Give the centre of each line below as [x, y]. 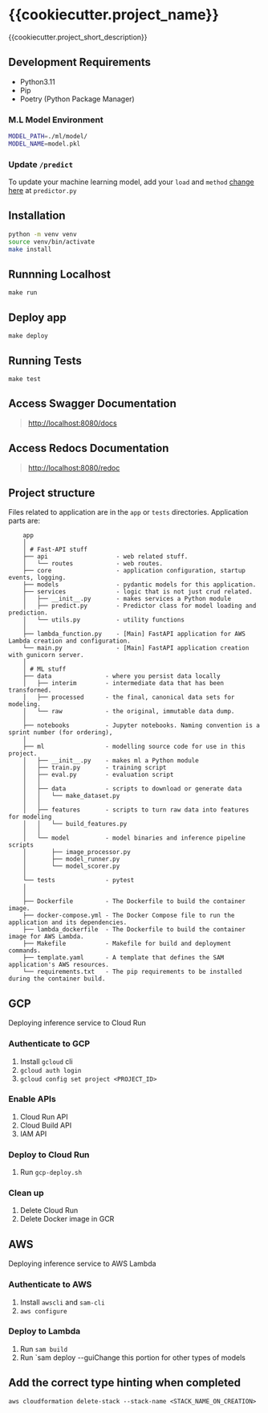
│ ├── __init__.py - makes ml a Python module [111, 761]
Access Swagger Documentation [92, 404]
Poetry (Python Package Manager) [77, 99]
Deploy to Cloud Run [49, 1154]
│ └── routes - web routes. [93, 564]
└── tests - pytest [79, 881]
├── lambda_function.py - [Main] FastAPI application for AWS [134, 634]
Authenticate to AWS [50, 1284]
